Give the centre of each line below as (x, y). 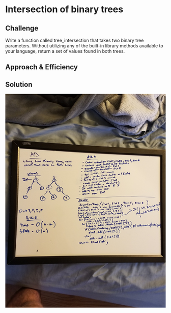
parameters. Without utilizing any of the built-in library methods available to (84, 46)
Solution (19, 84)
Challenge (22, 28)
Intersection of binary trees (64, 9)
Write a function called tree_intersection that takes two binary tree (75, 40)
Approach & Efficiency (41, 67)
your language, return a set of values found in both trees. (65, 51)
